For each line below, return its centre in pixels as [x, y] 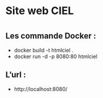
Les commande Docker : [51, 36]
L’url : [16, 75]
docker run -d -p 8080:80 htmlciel [56, 56]
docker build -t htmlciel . [44, 50]
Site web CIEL [40, 11]
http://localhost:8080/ [41, 89]
